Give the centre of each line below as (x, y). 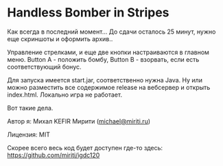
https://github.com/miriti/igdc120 (54, 155)
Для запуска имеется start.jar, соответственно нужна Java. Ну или (105, 80)
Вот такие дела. (30, 108)
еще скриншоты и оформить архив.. (60, 38)
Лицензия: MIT (28, 134)
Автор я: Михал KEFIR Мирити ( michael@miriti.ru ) (79, 121)
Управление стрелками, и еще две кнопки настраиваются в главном (108, 52)
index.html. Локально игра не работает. (64, 95)
